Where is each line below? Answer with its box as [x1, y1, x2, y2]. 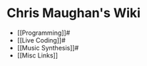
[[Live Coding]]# [16, 35, 66, 44]
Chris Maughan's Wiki [6, 5, 141, 21]
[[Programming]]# [16, 28, 71, 37]
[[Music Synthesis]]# [16, 43, 79, 52]
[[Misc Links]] [16, 51, 59, 60]
